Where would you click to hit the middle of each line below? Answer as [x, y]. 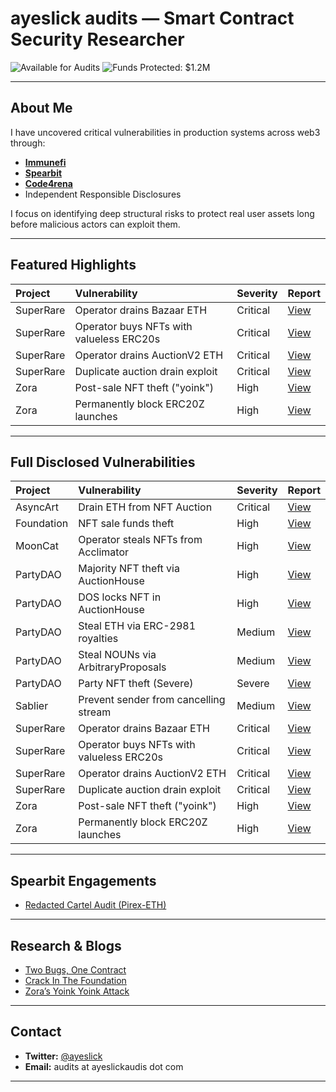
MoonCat [37, 546]
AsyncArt [37, 507]
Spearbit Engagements [83, 880]
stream [95, 712]
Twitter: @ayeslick [63, 1056]
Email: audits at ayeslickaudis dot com [104, 1066]
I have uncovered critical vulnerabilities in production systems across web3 [165, 132]
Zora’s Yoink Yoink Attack [77, 991]
